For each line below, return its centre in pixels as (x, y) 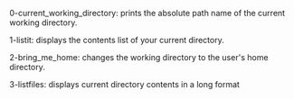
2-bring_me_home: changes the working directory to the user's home (139, 57)
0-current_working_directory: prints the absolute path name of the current (147, 13)
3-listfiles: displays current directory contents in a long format (124, 84)
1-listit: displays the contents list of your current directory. (117, 40)
